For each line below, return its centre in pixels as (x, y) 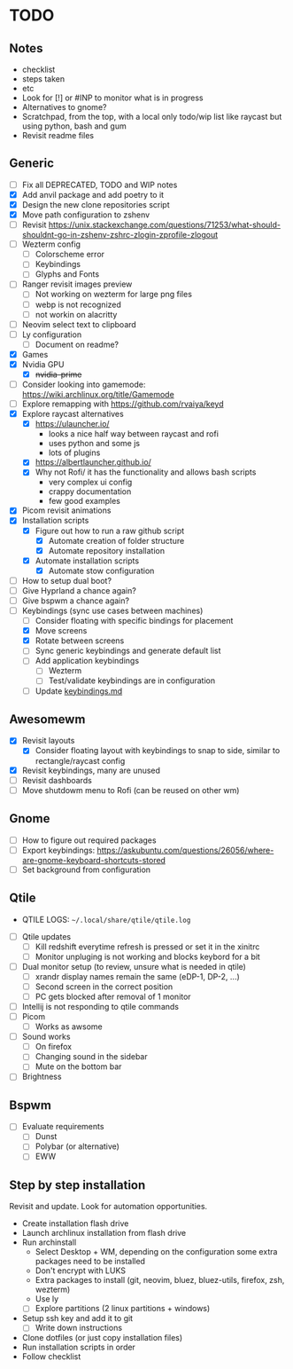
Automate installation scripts (87, 561)
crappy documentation (90, 492)
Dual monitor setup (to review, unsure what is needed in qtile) (134, 966)
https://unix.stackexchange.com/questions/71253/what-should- (165, 225)
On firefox (54, 1047)
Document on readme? (77, 344)
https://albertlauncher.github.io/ (93, 462)
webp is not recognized (78, 304)
